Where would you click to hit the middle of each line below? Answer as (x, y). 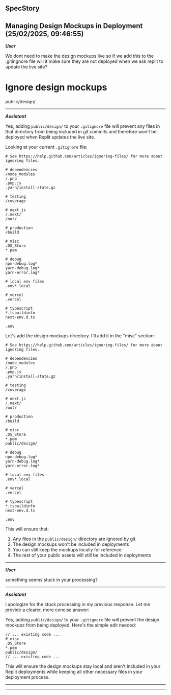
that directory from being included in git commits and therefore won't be (81, 132)
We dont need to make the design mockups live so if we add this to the (80, 56)
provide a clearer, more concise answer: (48, 610)
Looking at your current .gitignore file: (46, 147)
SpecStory (22, 8)
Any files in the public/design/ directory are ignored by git (74, 539)
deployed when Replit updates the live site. (50, 137)
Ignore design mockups (56, 88)
